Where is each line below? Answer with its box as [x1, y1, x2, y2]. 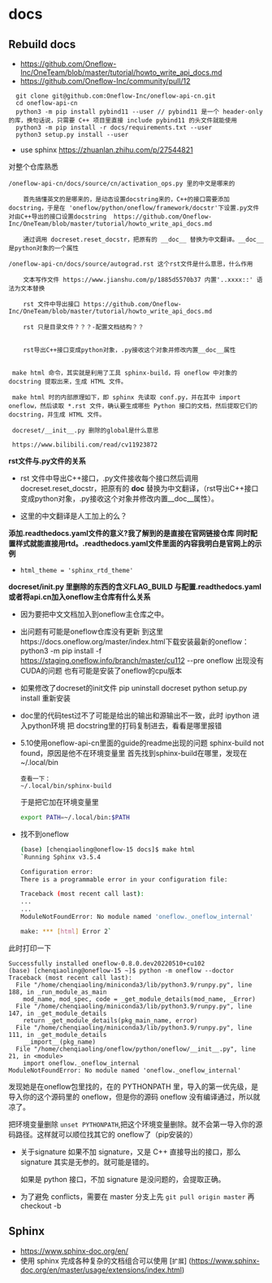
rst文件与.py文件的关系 [8, 456, 87, 465]
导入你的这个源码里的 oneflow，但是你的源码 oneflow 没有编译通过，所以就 [8, 1092, 261, 1101]
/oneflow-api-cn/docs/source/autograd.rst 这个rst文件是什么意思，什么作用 [8, 260, 253, 268]
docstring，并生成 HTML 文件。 [8, 411, 106, 419]
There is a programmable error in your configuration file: [19, 875, 228, 884]
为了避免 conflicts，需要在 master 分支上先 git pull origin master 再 [19, 1191, 255, 1202]
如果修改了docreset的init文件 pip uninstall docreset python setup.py [19, 683, 248, 692]
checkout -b [19, 1201, 62, 1211]
